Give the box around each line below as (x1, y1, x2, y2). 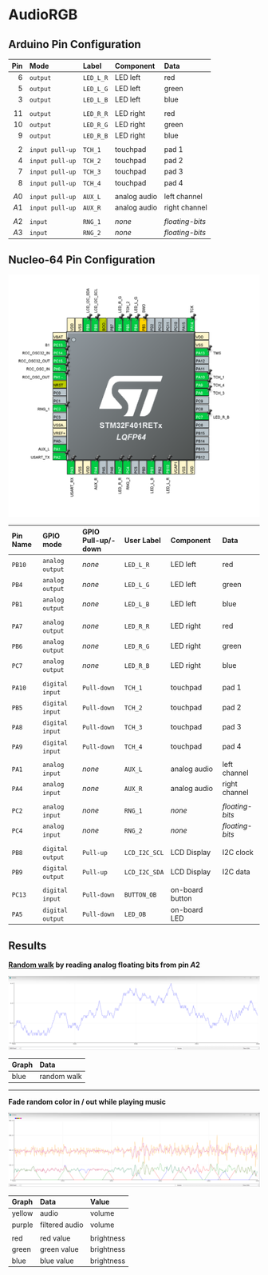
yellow (11, 1209, 33, 1218)
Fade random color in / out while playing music (8, 1097, 166, 1106)
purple (11, 1220, 33, 1229)
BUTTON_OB (124, 890, 157, 899)
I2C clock (222, 848, 254, 857)
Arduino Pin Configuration (8, 38, 141, 51)
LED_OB (124, 910, 146, 919)
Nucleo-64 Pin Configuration (8, 253, 156, 266)
